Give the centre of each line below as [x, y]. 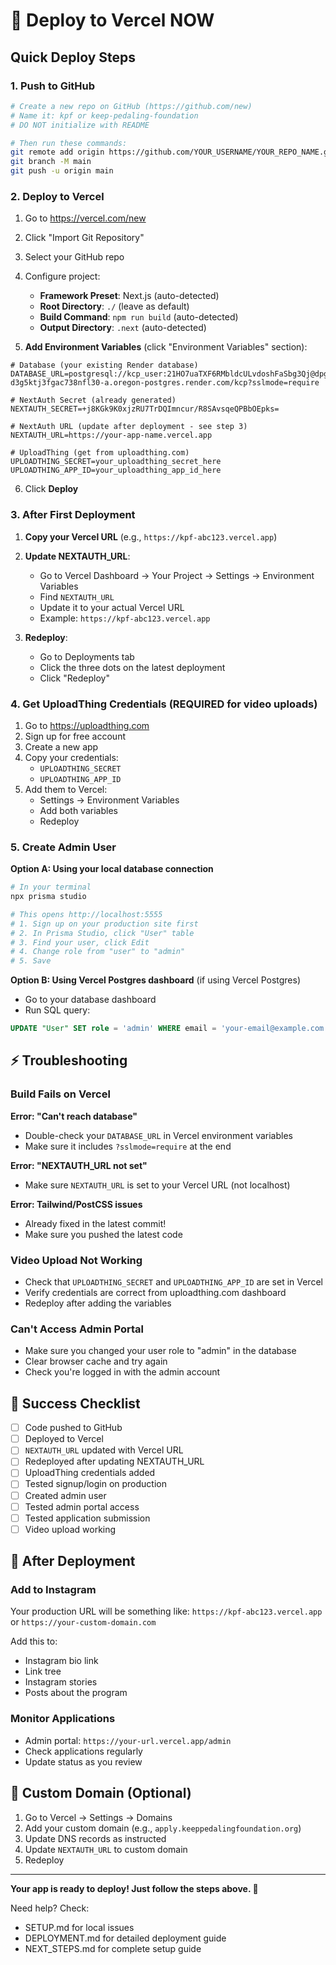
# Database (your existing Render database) [104, 365]
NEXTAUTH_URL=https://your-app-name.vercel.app [111, 435]
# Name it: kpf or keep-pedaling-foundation [104, 115]
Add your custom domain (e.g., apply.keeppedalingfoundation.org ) [163, 1828]
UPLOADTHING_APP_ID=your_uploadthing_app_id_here [116, 470]
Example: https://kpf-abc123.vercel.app [125, 618]
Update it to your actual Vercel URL [112, 607]
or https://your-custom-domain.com [83, 1622]
